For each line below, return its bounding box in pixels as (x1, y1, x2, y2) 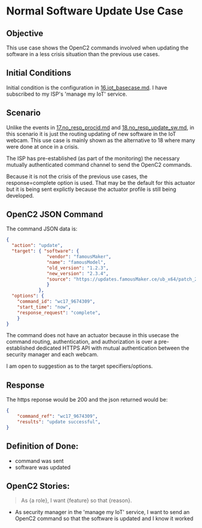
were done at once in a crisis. (6, 143, 79, 150)
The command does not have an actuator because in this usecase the (6, 332, 179, 339)
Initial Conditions (6, 68, 72, 78)
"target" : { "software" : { (11, 248, 79, 254)
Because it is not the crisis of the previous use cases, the (6, 173, 148, 180)
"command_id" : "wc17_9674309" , (17, 299, 96, 305)
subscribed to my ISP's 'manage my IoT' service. (6, 90, 127, 98)
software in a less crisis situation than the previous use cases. (6, 51, 160, 58)
